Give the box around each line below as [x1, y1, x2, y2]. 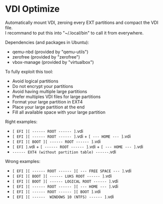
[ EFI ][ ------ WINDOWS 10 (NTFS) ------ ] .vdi [12, 194, 114, 200]
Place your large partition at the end [12, 104, 85, 110]
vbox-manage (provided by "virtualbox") [12, 59, 94, 65]
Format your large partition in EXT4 [12, 99, 83, 104]
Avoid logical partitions [12, 78, 59, 84]
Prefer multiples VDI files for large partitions [12, 94, 101, 100]
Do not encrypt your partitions [12, 83, 73, 89]
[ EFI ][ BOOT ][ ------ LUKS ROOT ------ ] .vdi [12, 173, 112, 179]
